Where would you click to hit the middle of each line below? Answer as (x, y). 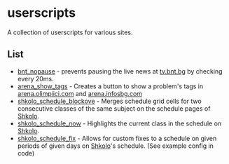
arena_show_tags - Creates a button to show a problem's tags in (110, 86)
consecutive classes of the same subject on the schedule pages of (114, 108)
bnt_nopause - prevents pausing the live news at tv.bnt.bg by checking (120, 71)
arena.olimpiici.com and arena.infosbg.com (79, 93)
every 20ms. (35, 78)
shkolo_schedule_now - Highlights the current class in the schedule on (119, 123)
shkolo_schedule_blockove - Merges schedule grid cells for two (109, 101)
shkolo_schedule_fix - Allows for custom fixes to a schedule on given (117, 138)
